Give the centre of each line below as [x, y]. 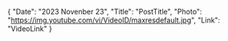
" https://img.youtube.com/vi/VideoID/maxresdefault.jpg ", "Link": [114, 20]
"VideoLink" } [30, 29]
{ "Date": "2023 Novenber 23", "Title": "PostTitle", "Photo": [105, 12]
